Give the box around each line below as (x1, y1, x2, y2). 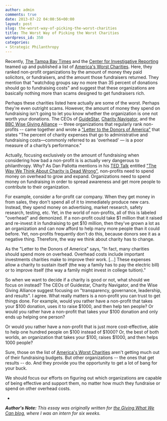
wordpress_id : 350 (5, 35, 43, 40)
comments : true (5, 12, 37, 17)
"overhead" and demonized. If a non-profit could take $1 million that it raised (5, 214, 163, 220)
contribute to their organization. (5, 183, 70, 190)
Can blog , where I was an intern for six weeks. (5, 410, 101, 416)
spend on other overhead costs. (5, 385, 71, 391)
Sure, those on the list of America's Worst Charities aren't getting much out (5, 349, 160, 355)
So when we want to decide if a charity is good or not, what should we (5, 276, 150, 282)
